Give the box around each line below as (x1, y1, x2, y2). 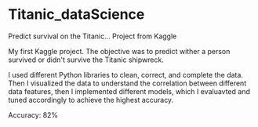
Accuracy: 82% (8, 110, 59, 119)
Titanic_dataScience (8, 5, 145, 24)
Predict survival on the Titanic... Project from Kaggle (8, 31, 177, 41)
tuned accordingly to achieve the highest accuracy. (8, 95, 174, 104)
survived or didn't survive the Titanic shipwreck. (8, 55, 165, 64)
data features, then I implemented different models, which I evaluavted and (8, 86, 251, 96)
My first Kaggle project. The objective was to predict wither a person (8, 46, 231, 56)
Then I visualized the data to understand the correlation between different (8, 78, 247, 88)
